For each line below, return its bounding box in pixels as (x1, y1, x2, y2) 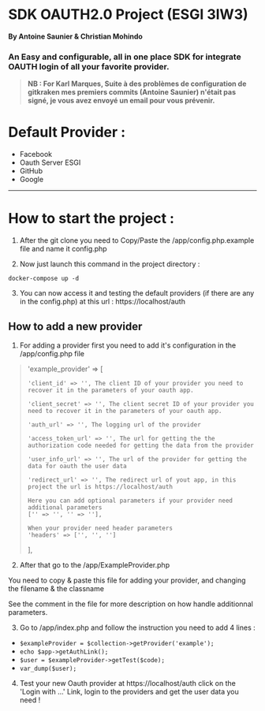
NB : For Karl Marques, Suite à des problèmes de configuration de (27, 79, 247, 88)
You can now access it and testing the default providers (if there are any (19, 288, 255, 298)
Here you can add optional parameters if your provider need (27, 497, 233, 504)
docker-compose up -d (8, 274, 80, 283)
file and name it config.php (19, 244, 108, 254)
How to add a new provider (8, 319, 143, 333)
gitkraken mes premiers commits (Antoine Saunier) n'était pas (27, 87, 237, 97)
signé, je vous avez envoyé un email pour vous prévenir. (27, 96, 215, 106)
